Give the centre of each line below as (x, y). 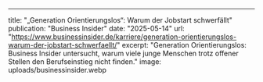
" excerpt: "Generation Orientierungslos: (182, 45)
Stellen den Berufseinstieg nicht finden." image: (85, 62)
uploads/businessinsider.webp (58, 70)
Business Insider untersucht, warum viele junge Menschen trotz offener (123, 53)
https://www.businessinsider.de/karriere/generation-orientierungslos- (124, 37)
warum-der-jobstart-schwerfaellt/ (63, 45)
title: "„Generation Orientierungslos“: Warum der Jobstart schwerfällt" (121, 20)
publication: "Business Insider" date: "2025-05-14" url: (97, 29)
